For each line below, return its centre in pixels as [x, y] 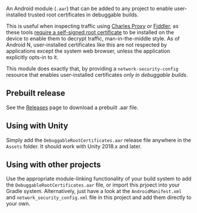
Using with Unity [37, 126]
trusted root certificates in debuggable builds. [84, 15]
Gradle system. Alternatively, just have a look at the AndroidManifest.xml [94, 191]
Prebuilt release [36, 93]
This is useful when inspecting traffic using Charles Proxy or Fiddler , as [92, 26]
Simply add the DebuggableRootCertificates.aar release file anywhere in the [98, 140]
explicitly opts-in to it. [32, 57]
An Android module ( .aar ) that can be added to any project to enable [90, 9]
